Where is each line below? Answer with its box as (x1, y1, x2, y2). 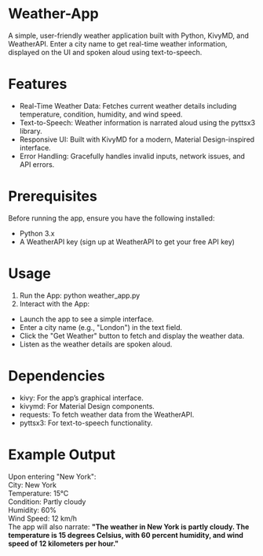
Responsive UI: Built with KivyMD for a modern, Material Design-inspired (19, 135, 255, 144)
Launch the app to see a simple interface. (19, 314, 155, 324)
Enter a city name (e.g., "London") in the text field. (19, 322, 183, 332)
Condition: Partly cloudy (8, 497, 86, 506)
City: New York (8, 480, 57, 489)
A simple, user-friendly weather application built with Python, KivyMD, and (8, 31, 250, 40)
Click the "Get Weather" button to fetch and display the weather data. (19, 331, 245, 340)
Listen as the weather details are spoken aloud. (19, 339, 173, 349)
